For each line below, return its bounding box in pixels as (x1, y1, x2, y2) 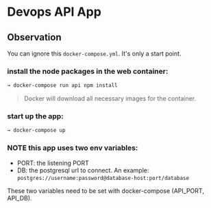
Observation (7, 31, 62, 43)
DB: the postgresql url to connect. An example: (16, 166, 149, 174)
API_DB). (7, 194, 32, 202)
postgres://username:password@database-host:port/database (16, 174, 190, 181)
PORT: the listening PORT (16, 159, 89, 167)
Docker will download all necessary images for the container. (23, 94, 197, 103)
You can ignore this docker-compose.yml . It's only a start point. (7, 49, 182, 57)
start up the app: (7, 112, 64, 121)
